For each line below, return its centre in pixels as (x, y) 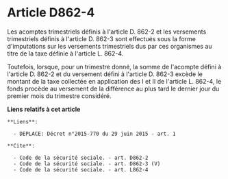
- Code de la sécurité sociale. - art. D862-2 (81, 158)
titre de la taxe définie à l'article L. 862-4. (65, 53)
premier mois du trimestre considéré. (59, 96)
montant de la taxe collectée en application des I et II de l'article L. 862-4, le (114, 81)
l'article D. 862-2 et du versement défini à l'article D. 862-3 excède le (105, 74)
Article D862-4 (51, 13)
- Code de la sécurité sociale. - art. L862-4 (81, 169)
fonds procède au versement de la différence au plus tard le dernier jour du (113, 88)
